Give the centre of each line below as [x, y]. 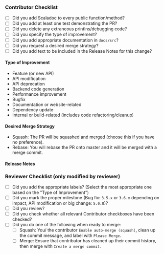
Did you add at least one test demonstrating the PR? [65, 23]
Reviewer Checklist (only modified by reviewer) [63, 176]
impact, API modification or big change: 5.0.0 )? [60, 203]
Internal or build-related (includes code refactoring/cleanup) [73, 115]
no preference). [28, 142]
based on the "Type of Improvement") [50, 192]
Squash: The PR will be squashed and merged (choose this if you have [83, 137]
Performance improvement [39, 94]
